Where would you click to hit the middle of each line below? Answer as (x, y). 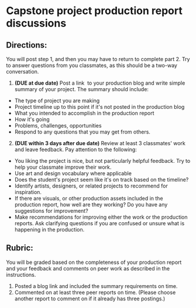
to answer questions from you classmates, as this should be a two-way (92, 65)
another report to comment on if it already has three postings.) (90, 299)
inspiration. (28, 192)
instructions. (21, 274)
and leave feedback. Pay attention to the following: (76, 149)
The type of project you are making (57, 101)
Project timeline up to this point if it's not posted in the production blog (99, 107)
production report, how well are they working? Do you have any (91, 205)
